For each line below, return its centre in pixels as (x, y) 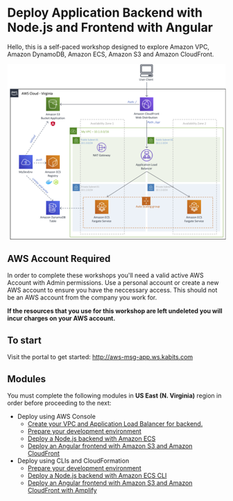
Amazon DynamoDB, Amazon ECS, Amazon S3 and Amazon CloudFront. (111, 54)
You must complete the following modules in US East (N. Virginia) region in (114, 395)
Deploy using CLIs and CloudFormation (73, 461)
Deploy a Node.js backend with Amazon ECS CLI (97, 475)
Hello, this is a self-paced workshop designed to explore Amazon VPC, (109, 47)
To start (24, 340)
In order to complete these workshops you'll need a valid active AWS (105, 275)
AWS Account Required (59, 258)
